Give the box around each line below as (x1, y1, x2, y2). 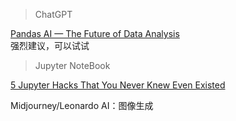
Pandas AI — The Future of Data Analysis (10, 28, 180, 39)
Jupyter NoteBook (34, 60, 111, 71)
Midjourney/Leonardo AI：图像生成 (10, 100, 154, 111)
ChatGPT (34, 9, 73, 20)
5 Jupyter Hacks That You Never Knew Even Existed (10, 79, 226, 91)
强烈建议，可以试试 (10, 40, 90, 51)
